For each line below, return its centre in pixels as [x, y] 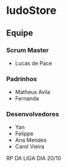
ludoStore [31, 11]
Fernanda [27, 99]
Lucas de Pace [33, 63]
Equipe [20, 33]
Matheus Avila [33, 92]
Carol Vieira [30, 146]
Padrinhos [22, 79]
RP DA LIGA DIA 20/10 [34, 159]
